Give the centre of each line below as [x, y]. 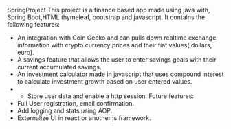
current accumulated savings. [59, 67]
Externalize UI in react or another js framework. [84, 118]
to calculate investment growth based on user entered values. [104, 81]
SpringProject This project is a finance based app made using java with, [109, 10]
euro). [25, 52]
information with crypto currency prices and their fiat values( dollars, [114, 45]
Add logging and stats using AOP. [65, 110]
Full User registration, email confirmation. [76, 103]
